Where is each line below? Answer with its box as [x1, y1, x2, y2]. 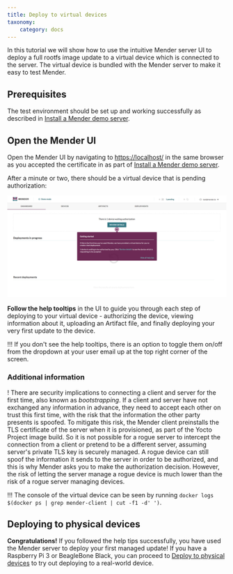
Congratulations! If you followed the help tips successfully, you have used [7, 537, 221, 545]
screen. [7, 355, 29, 363]
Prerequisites [7, 88, 67, 100]
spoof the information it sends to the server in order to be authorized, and [7, 455, 218, 463]
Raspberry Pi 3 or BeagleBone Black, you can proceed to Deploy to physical [7, 552, 225, 560]
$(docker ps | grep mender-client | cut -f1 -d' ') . [7, 498, 162, 506]
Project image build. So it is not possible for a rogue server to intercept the [7, 432, 221, 441]
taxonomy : [7, 18, 36, 26]
